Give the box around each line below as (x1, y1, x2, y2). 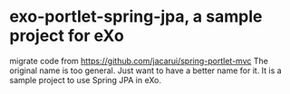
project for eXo (9, 25, 124, 46)
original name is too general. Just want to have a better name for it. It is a (9, 65, 283, 76)
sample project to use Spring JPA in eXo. (9, 74, 161, 85)
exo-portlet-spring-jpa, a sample (9, 6, 263, 27)
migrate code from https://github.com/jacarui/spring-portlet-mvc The (9, 55, 269, 66)
